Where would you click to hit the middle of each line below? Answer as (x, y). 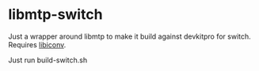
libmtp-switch (55, 15)
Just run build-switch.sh (48, 60)
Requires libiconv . (37, 44)
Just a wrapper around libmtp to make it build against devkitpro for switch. (129, 36)
